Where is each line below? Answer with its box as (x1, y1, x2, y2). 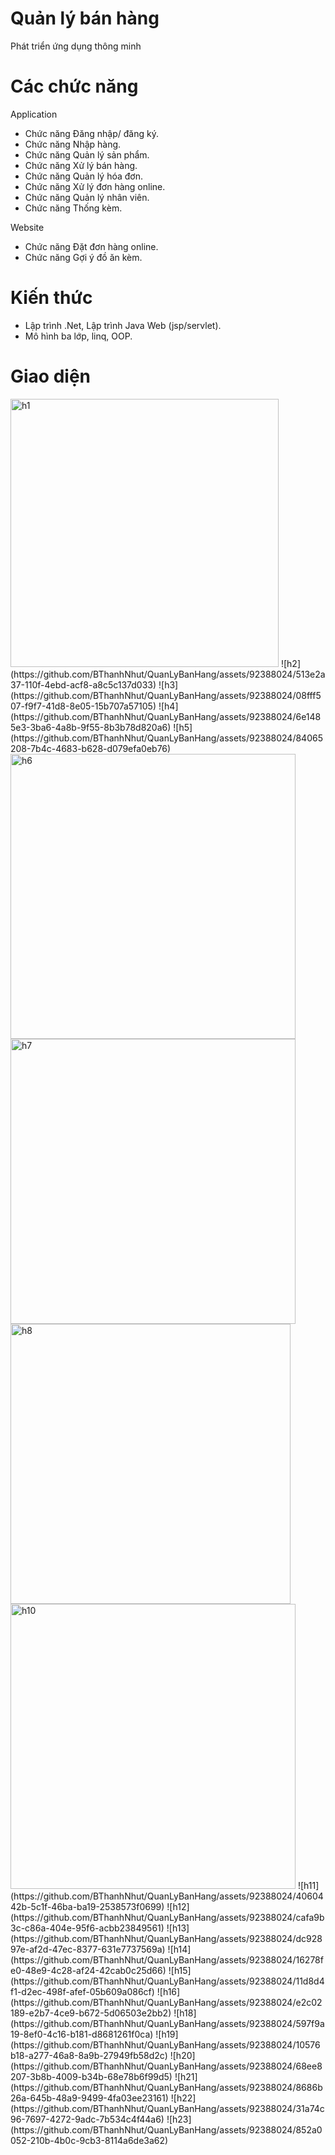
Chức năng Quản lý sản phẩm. (24, 148, 150, 161)
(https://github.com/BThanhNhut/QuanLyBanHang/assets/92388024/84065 (10, 732, 323, 744)
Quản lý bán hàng (10, 7, 160, 30)
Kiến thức (10, 287, 93, 309)
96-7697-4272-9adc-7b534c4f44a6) (10, 2113, 165, 2125)
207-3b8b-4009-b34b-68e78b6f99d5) (10, 2070, 173, 2082)
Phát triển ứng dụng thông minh (10, 40, 142, 52)
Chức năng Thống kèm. (24, 202, 123, 214)
